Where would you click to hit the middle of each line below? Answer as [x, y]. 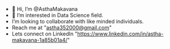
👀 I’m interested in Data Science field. [57, 15]
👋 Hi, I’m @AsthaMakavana [45, 9]
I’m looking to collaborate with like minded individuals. [78, 21]
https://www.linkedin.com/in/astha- [121, 34]
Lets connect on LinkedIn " [45, 34]
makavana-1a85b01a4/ [40, 40]
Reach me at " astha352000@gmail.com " [62, 27]
